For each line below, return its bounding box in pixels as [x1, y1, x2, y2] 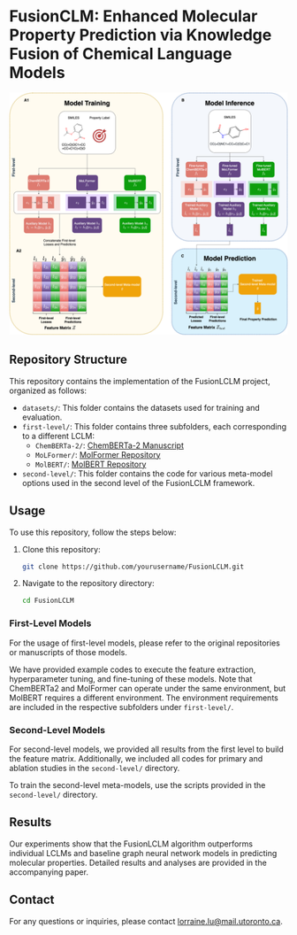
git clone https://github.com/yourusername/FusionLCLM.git [21, 562, 245, 571]
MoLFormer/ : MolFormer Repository [34, 449, 161, 460]
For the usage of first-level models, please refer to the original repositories [9, 637, 280, 648]
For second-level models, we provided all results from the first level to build [9, 744, 285, 754]
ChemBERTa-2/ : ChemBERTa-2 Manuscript [34, 440, 184, 451]
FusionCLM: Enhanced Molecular [9, 6, 258, 27]
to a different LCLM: [21, 430, 95, 441]
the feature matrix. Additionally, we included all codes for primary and [9, 753, 263, 763]
